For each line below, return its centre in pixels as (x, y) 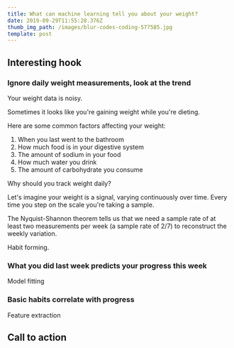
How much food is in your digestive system (80, 147)
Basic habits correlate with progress (71, 300)
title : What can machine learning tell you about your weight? (103, 14)
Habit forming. (28, 247)
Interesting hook (44, 62)
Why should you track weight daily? (59, 183)
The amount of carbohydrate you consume (80, 169)
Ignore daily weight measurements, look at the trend (99, 82)
